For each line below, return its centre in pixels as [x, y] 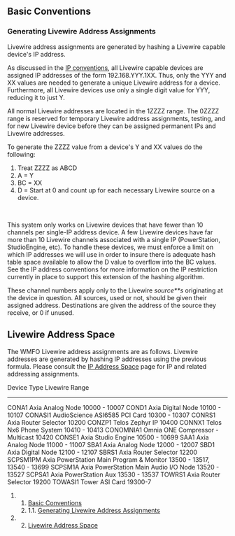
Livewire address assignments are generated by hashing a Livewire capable [116, 47]
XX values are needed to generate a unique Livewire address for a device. [114, 83]
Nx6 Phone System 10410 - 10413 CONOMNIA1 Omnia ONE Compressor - [113, 430]
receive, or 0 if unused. [41, 312]
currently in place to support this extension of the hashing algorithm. [106, 276]
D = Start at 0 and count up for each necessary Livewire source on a [116, 190]
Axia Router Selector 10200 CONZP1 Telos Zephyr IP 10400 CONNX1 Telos [115, 422]
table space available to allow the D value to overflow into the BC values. [112, 262]
